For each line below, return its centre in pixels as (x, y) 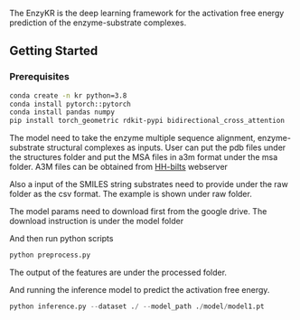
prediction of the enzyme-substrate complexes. (98, 23)
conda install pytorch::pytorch (70, 104)
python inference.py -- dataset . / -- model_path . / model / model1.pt (137, 306)
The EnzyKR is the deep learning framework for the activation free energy (147, 13)
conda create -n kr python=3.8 (68, 95)
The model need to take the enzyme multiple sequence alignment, (132, 138)
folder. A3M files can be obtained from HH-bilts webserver (119, 167)
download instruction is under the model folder (96, 221)
